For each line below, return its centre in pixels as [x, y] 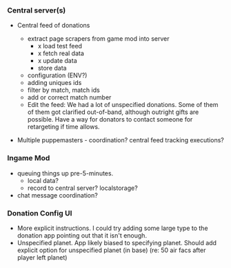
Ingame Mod [29, 158]
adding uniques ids [54, 83]
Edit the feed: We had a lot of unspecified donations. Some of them [123, 105]
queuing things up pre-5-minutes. [65, 173]
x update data [57, 61]
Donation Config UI [40, 213]
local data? [43, 180]
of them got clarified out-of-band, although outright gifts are [113, 112]
